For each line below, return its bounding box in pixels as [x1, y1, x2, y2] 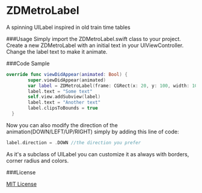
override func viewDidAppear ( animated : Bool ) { [6, 71, 128, 77]
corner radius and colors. [6, 157, 69, 164]
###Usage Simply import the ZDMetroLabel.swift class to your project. [6, 35, 182, 42]
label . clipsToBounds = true [28, 105, 98, 112]
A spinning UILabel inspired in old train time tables [6, 24, 130, 31]
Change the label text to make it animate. [6, 48, 108, 55]
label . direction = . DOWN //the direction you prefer [6, 139, 141, 145]
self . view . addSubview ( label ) [28, 94, 101, 100]
